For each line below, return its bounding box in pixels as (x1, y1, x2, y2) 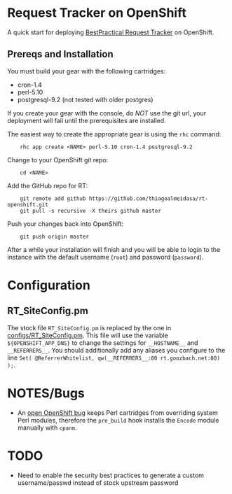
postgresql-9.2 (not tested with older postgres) (17, 95, 153, 104)
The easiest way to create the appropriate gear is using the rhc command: (7, 129, 221, 138)
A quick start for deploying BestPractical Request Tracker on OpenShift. (7, 28, 214, 36)
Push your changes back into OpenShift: (7, 219, 124, 228)
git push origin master (20, 233, 90, 240)
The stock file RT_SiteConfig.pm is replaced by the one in (7, 323, 172, 332)
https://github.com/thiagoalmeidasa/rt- (88, 195, 209, 202)
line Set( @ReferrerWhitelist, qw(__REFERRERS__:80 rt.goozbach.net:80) (7, 353, 221, 362)
